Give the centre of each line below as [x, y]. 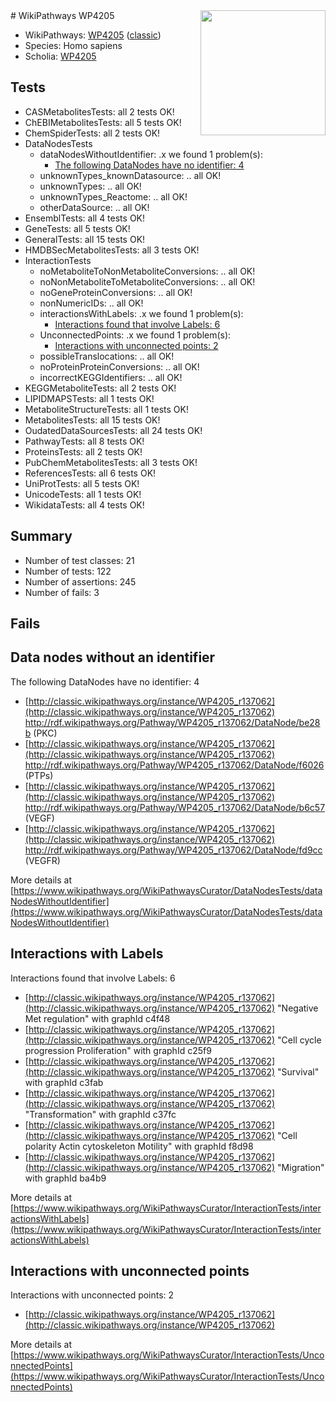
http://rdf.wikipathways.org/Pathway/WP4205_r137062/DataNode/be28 [172, 722]
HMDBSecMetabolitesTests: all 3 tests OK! [112, 250]
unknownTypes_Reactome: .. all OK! [113, 196]
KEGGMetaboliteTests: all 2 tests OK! [100, 388]
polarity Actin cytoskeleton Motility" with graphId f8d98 [139, 1146]
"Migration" [301, 1167]
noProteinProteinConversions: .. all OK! [119, 366]
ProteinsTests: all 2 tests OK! [83, 451]
